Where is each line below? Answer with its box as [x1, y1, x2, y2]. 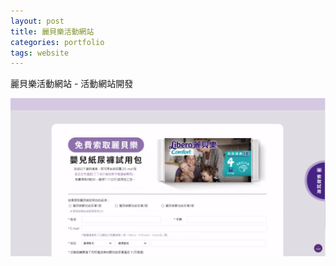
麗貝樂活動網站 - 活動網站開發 [10, 78, 134, 90]
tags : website [10, 48, 70, 58]
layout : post [10, 16, 65, 26]
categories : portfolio [10, 37, 105, 47]
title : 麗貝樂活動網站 [10, 26, 95, 37]
